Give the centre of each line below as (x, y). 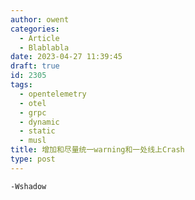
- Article (39, 38)
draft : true (35, 66)
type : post (33, 159)
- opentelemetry (53, 94)
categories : (35, 29)
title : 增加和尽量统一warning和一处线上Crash (97, 150)
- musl (33, 141)
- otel (33, 103)
